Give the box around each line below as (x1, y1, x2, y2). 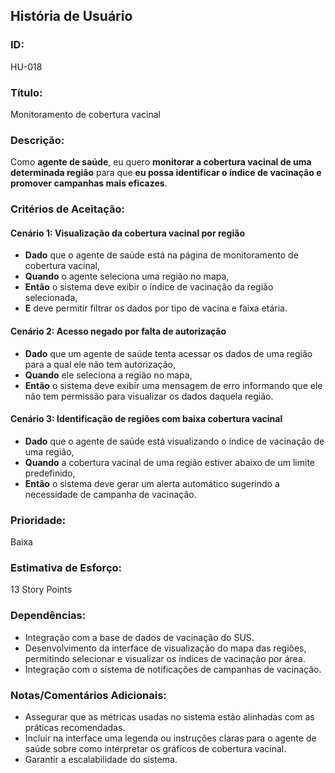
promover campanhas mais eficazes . (10, 177, 168, 189)
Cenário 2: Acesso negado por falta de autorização (10, 325, 227, 337)
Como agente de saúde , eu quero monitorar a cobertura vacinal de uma (10, 156, 312, 168)
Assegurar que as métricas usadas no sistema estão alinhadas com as (24, 711, 315, 723)
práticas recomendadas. (24, 722, 126, 733)
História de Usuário (10, 8, 133, 25)
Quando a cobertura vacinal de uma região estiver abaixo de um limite (24, 456, 315, 468)
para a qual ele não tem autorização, (24, 358, 176, 370)
